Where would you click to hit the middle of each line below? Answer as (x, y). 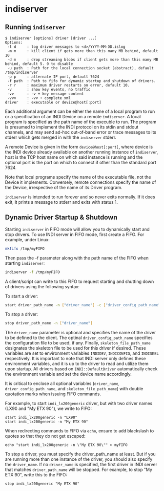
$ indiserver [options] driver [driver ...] (51, 38)
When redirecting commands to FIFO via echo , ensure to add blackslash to (80, 431)
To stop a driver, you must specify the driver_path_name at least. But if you (81, 454)
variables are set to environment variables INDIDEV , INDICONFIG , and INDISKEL (82, 353)
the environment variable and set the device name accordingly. (68, 374)
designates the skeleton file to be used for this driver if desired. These (76, 348)
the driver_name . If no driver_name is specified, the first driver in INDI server (81, 465)
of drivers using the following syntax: (42, 286)
